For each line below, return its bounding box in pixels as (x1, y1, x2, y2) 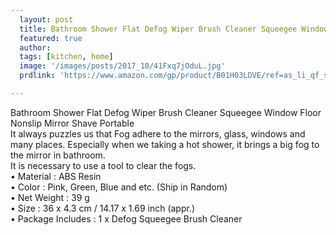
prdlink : (19, 71, 56, 81)
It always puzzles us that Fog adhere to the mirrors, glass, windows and (10, 127, 306, 140)
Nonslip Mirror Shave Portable (10, 117, 135, 129)
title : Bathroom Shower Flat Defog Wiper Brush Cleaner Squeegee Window (19, 24, 329, 34)
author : (19, 42, 52, 53)
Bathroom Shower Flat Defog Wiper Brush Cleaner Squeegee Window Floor (10, 106, 322, 118)
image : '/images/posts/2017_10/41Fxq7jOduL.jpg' (19, 61, 226, 71)
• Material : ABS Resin (10, 170, 102, 182)
